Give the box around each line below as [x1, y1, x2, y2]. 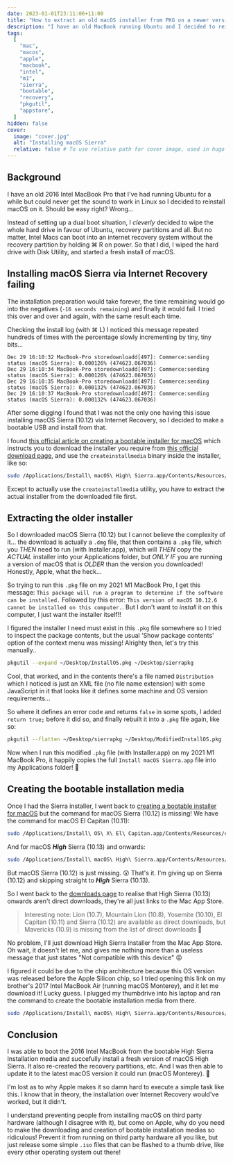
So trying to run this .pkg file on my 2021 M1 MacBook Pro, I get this [7, 581, 201, 589]
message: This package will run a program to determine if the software [7, 588, 223, 597]
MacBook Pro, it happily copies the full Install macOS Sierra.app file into [7, 756, 216, 764]
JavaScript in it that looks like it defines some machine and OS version [7, 687, 208, 695]
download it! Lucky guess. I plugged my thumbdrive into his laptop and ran [7, 989, 221, 997]
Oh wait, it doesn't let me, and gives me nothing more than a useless [7, 946, 203, 954]
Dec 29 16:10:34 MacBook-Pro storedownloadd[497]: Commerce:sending [7, 365, 209, 372]
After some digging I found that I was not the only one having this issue [7, 408, 211, 417]
